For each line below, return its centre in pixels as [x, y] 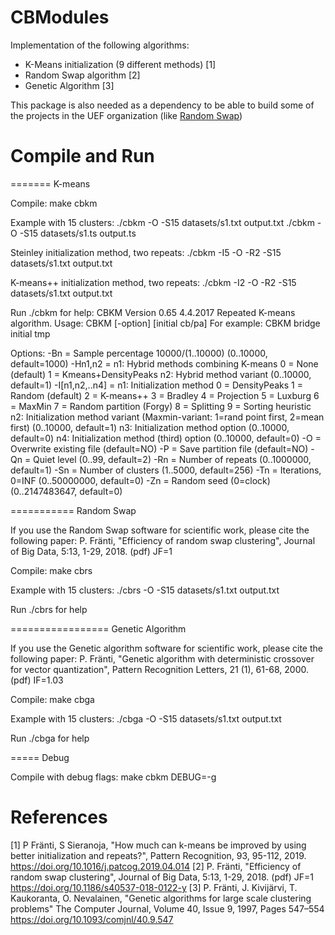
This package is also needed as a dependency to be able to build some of [162, 105]
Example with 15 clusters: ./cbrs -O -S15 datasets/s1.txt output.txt [145, 590]
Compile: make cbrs [51, 570]
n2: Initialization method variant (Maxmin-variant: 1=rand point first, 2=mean [167, 417]
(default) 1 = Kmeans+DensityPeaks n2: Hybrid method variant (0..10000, [161, 374]
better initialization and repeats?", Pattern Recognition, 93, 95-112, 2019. [158, 855]
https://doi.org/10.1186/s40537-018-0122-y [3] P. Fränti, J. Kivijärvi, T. [154, 887]
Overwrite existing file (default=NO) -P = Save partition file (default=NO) [159, 448]
